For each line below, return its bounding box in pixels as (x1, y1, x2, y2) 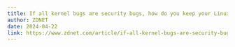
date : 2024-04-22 (7, 23, 58, 30)
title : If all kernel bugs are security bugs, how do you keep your (7, 10, 211, 17)
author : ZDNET (7, 17, 49, 23)
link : (7, 29, 23, 37)
